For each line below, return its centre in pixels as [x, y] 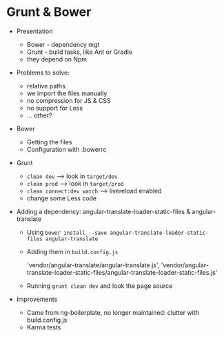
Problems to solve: [43, 73]
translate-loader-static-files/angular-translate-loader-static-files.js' [122, 272]
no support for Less [55, 108]
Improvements [37, 299]
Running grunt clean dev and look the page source [100, 286]
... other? [39, 115]
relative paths [46, 86]
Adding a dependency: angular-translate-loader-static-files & [103, 211]
